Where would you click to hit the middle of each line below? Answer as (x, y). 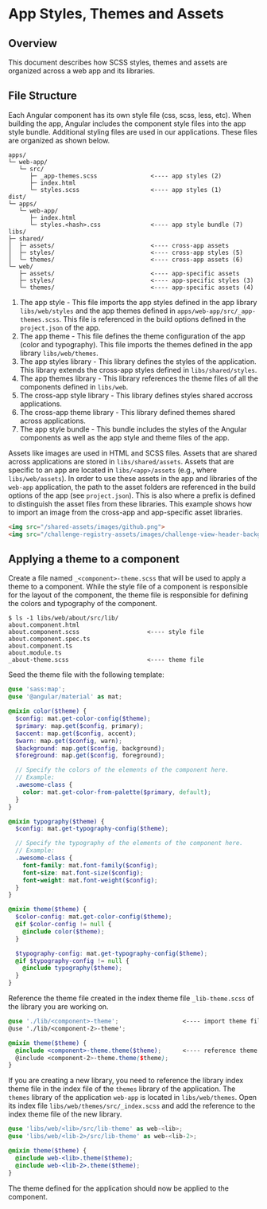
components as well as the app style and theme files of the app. (124, 437)
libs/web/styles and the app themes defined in (98, 311)
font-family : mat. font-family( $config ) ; (90, 865)
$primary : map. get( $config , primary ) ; (80, 726)
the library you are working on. (58, 1007)
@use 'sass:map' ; (37, 690)
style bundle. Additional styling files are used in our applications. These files (133, 131)
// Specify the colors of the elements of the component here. (122, 770)
